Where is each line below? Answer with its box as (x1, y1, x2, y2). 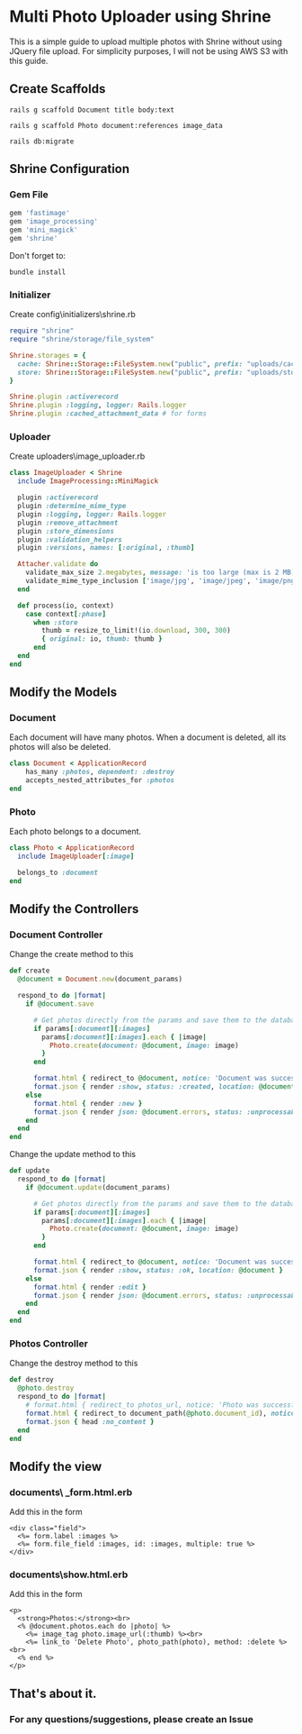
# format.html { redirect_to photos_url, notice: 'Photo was (25, 1401, 259, 1410)
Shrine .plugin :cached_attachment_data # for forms (9, 409, 207, 418)
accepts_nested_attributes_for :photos (25, 776, 175, 785)
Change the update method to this (9, 1149, 137, 1160)
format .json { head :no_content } (25, 1417, 155, 1426)
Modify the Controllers (9, 901, 139, 917)
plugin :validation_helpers (17, 534, 123, 544)
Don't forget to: (9, 250, 66, 260)
